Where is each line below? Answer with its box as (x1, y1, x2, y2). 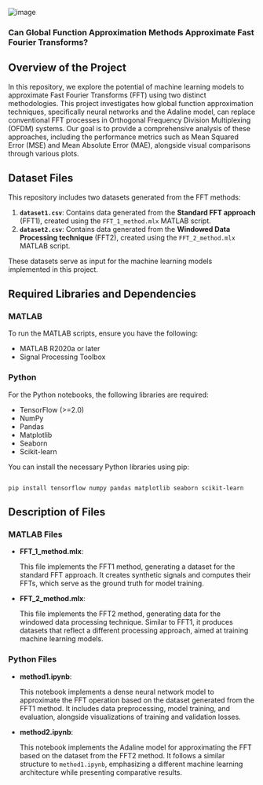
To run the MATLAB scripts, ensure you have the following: (8, 328, 199, 338)
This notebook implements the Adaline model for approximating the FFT (19, 743, 253, 752)
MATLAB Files (8, 529, 63, 540)
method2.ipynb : (19, 727, 74, 736)
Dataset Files (8, 171, 74, 185)
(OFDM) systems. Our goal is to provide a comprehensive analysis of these (8, 123, 251, 133)
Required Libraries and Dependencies (8, 287, 196, 300)
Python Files (8, 654, 57, 665)
